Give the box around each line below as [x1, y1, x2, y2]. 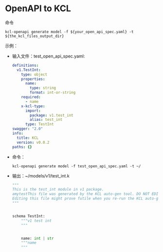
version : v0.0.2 [17, 140, 50, 145]
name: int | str [21, 236, 54, 241]
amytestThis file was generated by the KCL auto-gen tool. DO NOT [12, 192, 150, 196]
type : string [30, 86, 56, 91]
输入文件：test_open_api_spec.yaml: [12, 53, 85, 59]
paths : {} [12, 144, 33, 149]
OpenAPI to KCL [5, 3, 72, 14]
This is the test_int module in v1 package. [12, 187, 104, 192]
